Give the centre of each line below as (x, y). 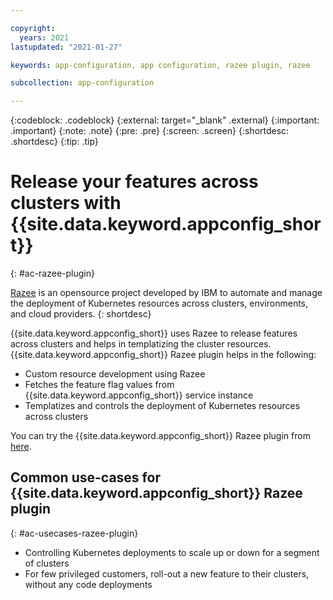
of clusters (47, 563)
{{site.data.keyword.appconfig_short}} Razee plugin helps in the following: (163, 355)
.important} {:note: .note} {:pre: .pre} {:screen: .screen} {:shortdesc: (150, 131)
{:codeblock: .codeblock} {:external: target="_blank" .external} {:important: (165, 120)
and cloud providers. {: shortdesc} (81, 314)
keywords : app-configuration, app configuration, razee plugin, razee (160, 65)
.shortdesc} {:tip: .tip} (54, 142)
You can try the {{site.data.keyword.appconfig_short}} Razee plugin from (160, 436)
